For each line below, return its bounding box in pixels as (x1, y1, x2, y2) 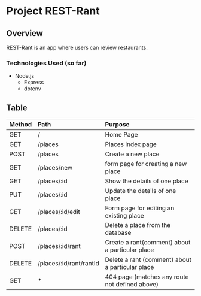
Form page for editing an (105, 204, 175, 212)
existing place (105, 212, 145, 220)
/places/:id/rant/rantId (38, 259, 100, 268)
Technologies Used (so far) (6, 59, 87, 67)
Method (9, 120, 32, 129)
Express (23, 79, 44, 86)
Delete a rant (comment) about (105, 256, 191, 264)
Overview (6, 28, 44, 38)
